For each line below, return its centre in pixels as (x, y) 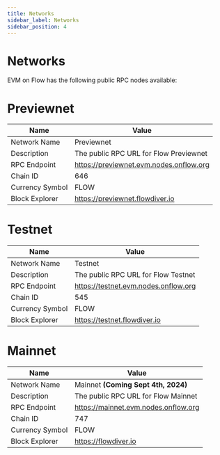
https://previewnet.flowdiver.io (124, 199)
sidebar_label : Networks (43, 20)
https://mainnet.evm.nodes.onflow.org (137, 408)
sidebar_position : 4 (37, 26)
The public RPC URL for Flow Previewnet (141, 154)
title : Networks (31, 14)
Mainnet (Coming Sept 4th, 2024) (131, 385)
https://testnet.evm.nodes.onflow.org (135, 286)
